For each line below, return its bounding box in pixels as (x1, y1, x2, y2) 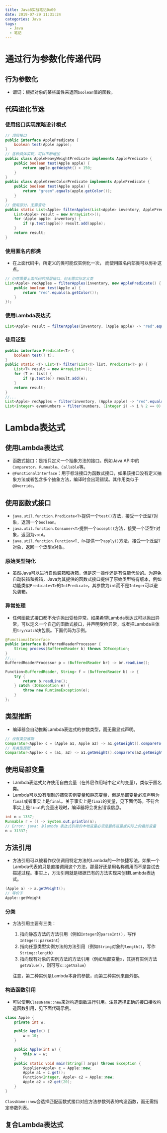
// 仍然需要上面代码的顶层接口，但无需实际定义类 (5, 276, 93, 281)
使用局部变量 (5, 765, 45, 774)
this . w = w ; (23, 1051, 48, 1057)
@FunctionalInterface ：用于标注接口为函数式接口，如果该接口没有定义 (12, 470, 158, 476)
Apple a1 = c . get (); (23, 1070, 66, 1075)
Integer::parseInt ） (19, 937, 63, 943)
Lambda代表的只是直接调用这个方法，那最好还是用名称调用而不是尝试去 (12, 864, 160, 870)
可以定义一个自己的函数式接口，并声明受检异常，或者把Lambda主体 (21, 621, 160, 627)
